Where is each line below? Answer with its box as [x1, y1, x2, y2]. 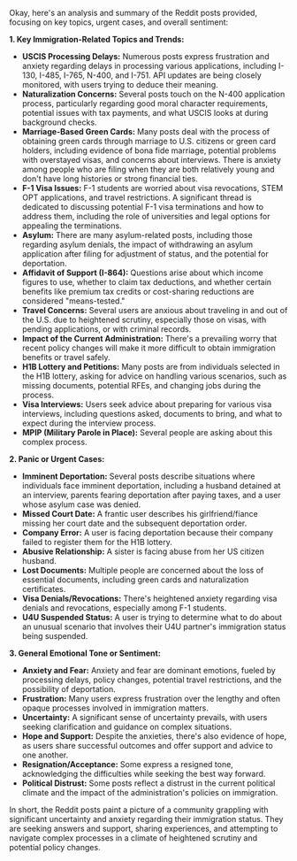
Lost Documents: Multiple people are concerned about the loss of [21, 565, 264, 575]
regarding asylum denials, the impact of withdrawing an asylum [21, 239, 254, 250]
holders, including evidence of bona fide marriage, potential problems [21, 145, 277, 156]
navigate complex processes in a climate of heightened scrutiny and [9, 833, 258, 843]
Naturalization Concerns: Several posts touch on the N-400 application [21, 88, 286, 99]
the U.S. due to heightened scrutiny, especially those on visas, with [21, 314, 267, 325]
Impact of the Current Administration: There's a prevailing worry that [21, 334, 278, 343]
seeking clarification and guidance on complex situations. [21, 721, 232, 732]
